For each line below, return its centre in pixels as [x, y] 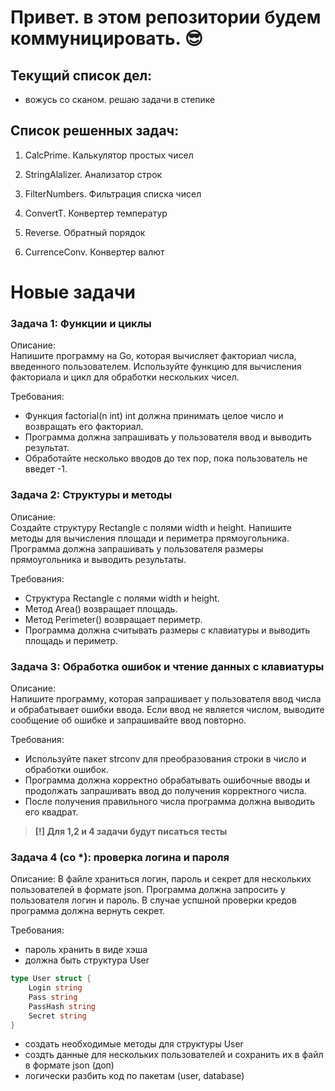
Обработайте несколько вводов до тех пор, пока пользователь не [166, 458]
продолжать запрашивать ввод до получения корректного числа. [165, 790]
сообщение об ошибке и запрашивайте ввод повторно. [128, 720]
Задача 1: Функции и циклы [81, 323]
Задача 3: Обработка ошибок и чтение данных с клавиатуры [167, 666]
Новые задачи [73, 292]
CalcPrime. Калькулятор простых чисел [109, 155]
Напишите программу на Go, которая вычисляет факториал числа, [153, 356]
